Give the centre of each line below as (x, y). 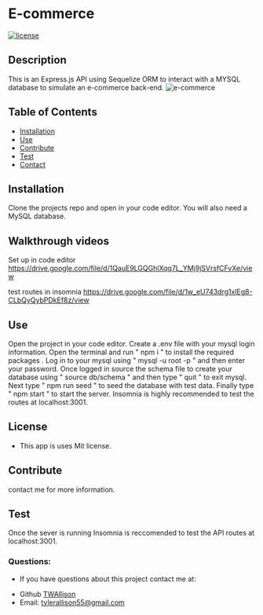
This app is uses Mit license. (66, 445)
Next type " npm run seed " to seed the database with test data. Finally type (131, 385)
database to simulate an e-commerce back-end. (86, 87)
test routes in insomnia (45, 292)
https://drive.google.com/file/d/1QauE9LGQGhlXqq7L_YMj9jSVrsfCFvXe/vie (130, 269)
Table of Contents (53, 112)
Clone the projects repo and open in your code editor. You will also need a (128, 208)
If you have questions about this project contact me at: (108, 579)
